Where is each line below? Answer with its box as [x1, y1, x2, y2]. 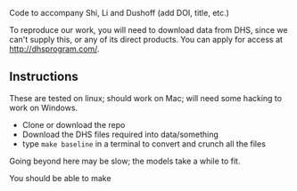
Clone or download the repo [21, 119, 126, 130]
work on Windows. [9, 102, 78, 113]
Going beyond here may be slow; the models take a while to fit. [9, 155, 241, 166]
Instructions [9, 69, 78, 84]
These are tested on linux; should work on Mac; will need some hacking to [9, 92, 283, 103]
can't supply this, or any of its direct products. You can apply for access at [9, 35, 284, 44]
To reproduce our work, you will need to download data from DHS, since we [9, 25, 288, 35]
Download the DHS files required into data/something [21, 129, 219, 139]
